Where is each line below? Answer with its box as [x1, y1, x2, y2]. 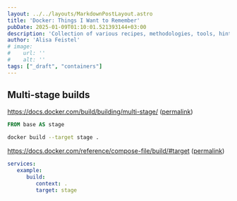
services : [7, 160, 37, 168]
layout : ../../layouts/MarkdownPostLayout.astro [7, 10, 153, 18]
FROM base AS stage [7, 121, 65, 128]
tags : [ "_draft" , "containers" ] [7, 63, 102, 70]
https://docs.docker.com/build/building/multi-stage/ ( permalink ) [7, 107, 193, 116]
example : [16, 167, 42, 174]
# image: [7, 43, 33, 50]
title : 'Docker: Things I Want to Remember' [7, 17, 140, 24]
